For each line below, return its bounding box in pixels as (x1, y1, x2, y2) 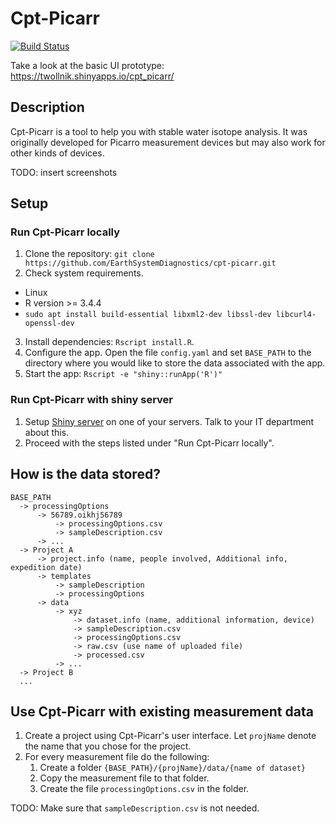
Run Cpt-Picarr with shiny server (10, 393, 173, 407)
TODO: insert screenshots (10, 166, 118, 178)
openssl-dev (24, 318, 75, 329)
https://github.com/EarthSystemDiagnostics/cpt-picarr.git (24, 258, 277, 269)
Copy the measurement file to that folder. (39, 772, 210, 784)
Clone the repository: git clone (24, 248, 155, 260)
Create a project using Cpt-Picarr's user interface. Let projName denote (24, 730, 317, 742)
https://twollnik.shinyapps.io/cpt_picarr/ (10, 70, 175, 82)
